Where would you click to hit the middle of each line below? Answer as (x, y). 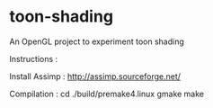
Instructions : (34, 58)
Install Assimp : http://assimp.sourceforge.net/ (95, 76)
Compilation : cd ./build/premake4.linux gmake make (107, 94)
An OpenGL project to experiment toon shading (97, 41)
